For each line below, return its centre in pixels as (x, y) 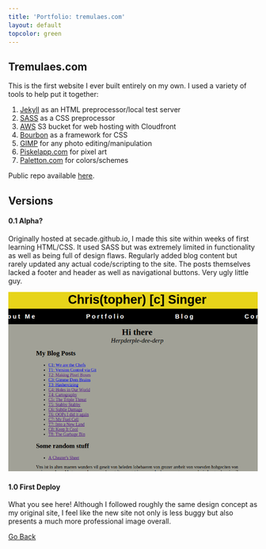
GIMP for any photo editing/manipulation (86, 144)
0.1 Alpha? (26, 221)
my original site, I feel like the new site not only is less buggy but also (121, 513)
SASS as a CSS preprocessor (67, 118)
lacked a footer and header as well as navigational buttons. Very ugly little (129, 272)
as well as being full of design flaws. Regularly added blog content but (123, 255)
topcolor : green (35, 33)
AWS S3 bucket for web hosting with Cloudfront (98, 126)
